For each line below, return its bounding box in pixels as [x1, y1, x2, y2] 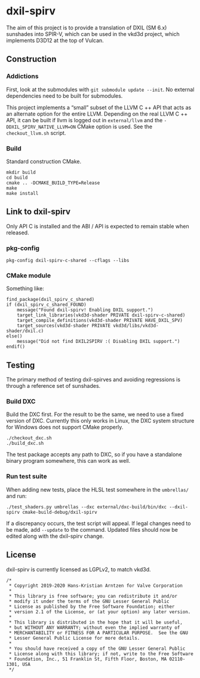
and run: [6, 492, 27, 499]
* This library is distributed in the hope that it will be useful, [8, 619, 183, 625]
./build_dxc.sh [6, 441, 44, 447]
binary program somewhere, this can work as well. [6, 457, 131, 465]
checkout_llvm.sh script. [6, 129, 66, 136]
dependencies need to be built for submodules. [6, 92, 123, 100]
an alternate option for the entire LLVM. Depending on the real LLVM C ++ [6, 110, 188, 117]
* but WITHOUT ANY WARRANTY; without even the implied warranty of [8, 625, 180, 631]
